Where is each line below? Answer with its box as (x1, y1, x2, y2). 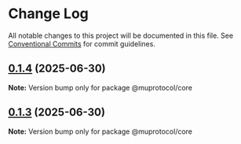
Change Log (8, 5, 89, 23)
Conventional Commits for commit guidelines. (8, 39, 155, 48)
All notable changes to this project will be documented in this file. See (8, 31, 234, 40)
